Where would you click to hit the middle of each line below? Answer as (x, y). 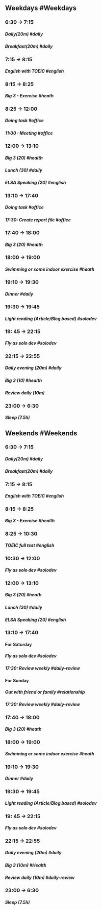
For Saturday (19, 644)
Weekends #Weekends (41, 433)
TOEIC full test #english (30, 545)
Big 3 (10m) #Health (26, 865)
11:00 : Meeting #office (29, 133)
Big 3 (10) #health (24, 380)
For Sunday (17, 681)
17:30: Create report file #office (38, 220)
